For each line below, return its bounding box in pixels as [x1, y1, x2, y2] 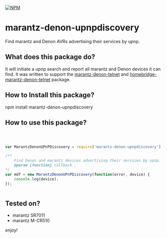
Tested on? [5, 199, 41, 208]
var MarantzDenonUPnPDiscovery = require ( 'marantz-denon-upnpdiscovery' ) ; [5, 144, 164, 150]
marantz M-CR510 [12, 218, 50, 224]
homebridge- [130, 71, 157, 77]
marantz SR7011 [12, 212, 45, 218]
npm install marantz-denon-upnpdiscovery [5, 104, 93, 110]
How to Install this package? [5, 91, 94, 99]
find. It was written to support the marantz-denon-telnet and [5, 71, 129, 77]
